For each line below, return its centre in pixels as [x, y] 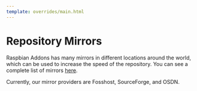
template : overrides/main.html [45, 12]
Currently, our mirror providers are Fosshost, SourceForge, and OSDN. [93, 81]
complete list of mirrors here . [42, 70]
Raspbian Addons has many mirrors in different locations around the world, [99, 58]
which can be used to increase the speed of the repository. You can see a [97, 64]
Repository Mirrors [54, 41]
